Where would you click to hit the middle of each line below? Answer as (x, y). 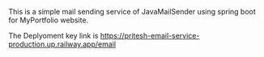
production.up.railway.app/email (62, 44)
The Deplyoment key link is (53, 36)
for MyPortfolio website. (49, 20)
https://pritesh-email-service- (150, 36)
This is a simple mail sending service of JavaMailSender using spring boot (132, 12)
